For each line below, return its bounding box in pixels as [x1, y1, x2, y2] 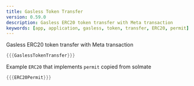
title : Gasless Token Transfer [6, 8, 83, 15]
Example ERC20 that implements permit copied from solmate [6, 63, 152, 71]
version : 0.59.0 [6, 14, 46, 20]
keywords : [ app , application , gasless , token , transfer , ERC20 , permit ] [6, 25, 189, 31]
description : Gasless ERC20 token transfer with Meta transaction [6, 19, 173, 25]
